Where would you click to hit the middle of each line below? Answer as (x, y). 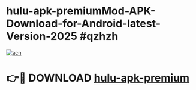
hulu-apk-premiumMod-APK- (81, 11)
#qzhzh (99, 36)
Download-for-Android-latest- (83, 24)
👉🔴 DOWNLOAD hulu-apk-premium (98, 78)
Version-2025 (42, 36)
